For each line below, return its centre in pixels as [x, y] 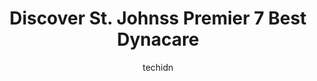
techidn [158, 67]
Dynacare [158, 39]
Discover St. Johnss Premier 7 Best [158, 18]
